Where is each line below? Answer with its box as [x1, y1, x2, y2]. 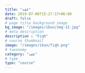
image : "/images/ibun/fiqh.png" [5, 43, 70, 48]
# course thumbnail [5, 38, 44, 43]
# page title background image [5, 20, 68, 25]
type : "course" [5, 61, 36, 65]
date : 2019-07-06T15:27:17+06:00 [5, 12, 72, 16]
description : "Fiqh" [5, 34, 49, 39]
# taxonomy [5, 47, 27, 52]
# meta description [5, 29, 44, 34]
